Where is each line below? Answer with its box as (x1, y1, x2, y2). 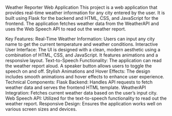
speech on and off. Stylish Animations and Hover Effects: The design (5, 68, 150, 74)
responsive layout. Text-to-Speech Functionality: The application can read (5, 57, 162, 63)
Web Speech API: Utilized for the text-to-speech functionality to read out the (5, 95, 167, 101)
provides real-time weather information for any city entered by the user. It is (5, 10, 165, 16)
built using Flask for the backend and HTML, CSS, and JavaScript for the (5, 15, 159, 21)
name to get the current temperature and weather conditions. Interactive (5, 41, 158, 47)
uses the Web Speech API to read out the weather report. (5, 26, 126, 32)
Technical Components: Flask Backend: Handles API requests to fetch (5, 79, 153, 85)
